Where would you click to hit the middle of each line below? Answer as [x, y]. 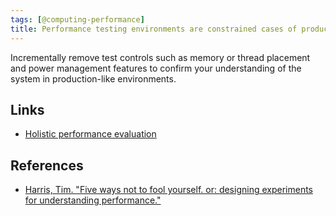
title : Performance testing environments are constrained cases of [154, 29]
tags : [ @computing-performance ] [77, 19]
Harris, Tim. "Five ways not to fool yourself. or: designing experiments [168, 190]
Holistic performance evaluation [90, 134]
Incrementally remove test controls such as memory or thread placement [160, 57]
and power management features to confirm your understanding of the [156, 68]
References [47, 165]
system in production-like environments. [93, 78]
